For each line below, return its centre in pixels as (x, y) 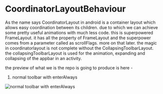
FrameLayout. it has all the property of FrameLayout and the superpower (78, 38)
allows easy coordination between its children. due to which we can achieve (81, 27)
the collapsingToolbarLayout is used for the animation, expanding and (75, 53)
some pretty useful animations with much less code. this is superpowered (79, 32)
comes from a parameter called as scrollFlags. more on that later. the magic (81, 43)
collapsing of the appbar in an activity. (43, 58)
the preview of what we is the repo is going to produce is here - (69, 68)
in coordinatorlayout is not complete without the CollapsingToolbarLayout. (79, 48)
